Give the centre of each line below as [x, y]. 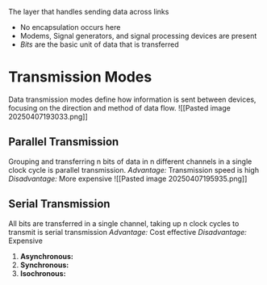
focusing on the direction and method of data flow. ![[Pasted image [120, 107]
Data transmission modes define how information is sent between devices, [132, 99]
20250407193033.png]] [48, 116]
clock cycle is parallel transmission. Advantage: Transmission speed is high [134, 170]
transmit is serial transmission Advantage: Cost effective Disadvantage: [128, 232]
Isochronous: [43, 273]
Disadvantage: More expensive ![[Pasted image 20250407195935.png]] [128, 178]
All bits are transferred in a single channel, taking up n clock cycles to [124, 223]
